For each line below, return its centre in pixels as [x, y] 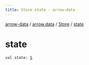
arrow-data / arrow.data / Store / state [44, 24]
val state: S [19, 57]
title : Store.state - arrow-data [40, 10]
